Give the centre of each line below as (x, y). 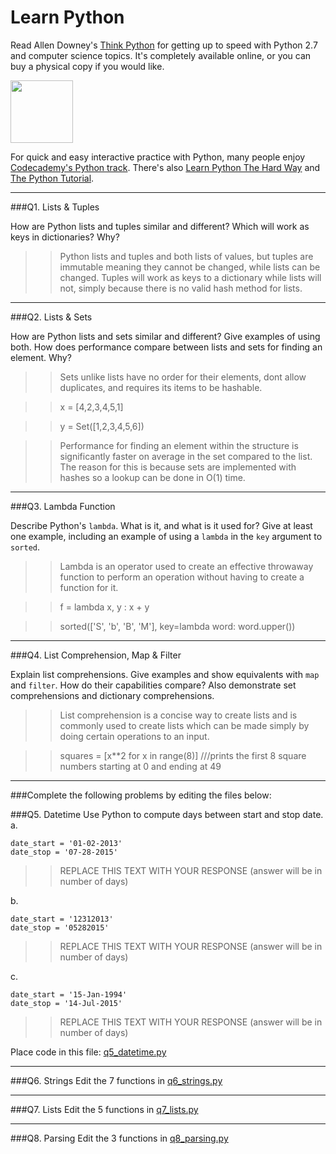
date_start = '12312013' (62, 919)
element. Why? (41, 357)
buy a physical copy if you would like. (87, 66)
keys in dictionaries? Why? (65, 237)
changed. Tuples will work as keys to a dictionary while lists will (190, 277)
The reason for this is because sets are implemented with (178, 467)
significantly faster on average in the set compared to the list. (186, 456)
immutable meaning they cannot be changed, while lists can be (190, 267)
